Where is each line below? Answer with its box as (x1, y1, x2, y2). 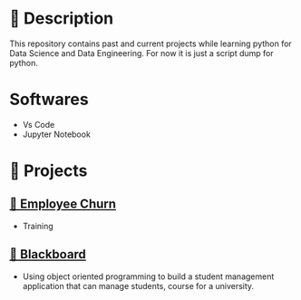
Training (22, 220, 54, 231)
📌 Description (9, 8, 114, 29)
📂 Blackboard (9, 247, 86, 262)
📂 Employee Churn (9, 197, 116, 212)
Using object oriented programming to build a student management (22, 271, 275, 282)
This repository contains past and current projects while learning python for (9, 38, 292, 49)
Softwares (9, 90, 89, 110)
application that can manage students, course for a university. (22, 280, 255, 291)
